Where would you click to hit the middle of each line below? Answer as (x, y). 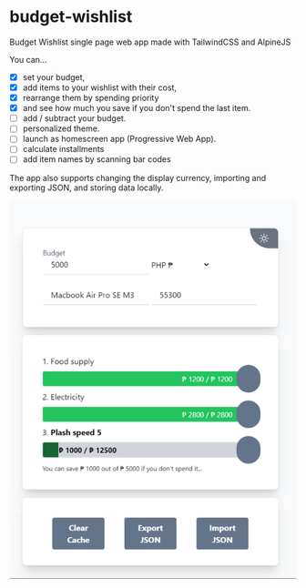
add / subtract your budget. (74, 118)
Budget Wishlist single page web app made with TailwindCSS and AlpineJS (150, 42)
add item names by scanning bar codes (97, 159)
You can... (28, 59)
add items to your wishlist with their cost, (100, 87)
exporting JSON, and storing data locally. (87, 188)
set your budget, (54, 77)
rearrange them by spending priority (91, 98)
